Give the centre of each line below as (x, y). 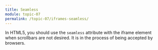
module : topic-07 (23, 14)
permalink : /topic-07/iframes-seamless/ (47, 19)
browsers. (15, 43)
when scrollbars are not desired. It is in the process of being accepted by (79, 38)
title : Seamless (22, 10)
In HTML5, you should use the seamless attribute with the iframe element (79, 33)
